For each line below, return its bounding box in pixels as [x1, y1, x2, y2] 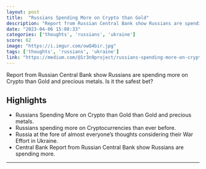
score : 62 [6, 37, 32, 43]
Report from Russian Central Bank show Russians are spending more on [6, 71, 188, 78]
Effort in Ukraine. [15, 137, 58, 145]
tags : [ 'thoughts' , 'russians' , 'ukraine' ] [6, 49, 120, 55]
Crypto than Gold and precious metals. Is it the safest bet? [6, 77, 153, 85]
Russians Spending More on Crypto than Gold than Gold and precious [15, 111, 192, 119]
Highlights [6, 95, 47, 106]
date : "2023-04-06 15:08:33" [6, 26, 81, 32]
